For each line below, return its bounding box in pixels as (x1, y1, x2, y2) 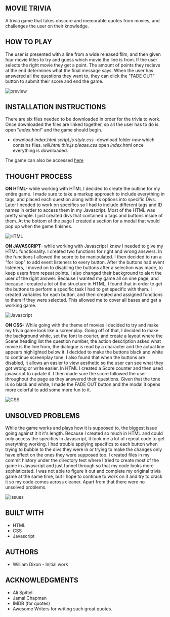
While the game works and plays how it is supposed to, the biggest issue (5, 425, 157, 431)
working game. (5, 302, 36, 309)
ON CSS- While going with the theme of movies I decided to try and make (5, 322, 159, 328)
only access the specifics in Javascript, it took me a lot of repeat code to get (5, 436, 165, 442)
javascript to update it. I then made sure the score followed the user (5, 371, 146, 377)
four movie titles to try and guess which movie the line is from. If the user (5, 56, 158, 62)
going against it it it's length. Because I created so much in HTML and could (5, 430, 163, 436)
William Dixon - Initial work (12, 561, 68, 567)
